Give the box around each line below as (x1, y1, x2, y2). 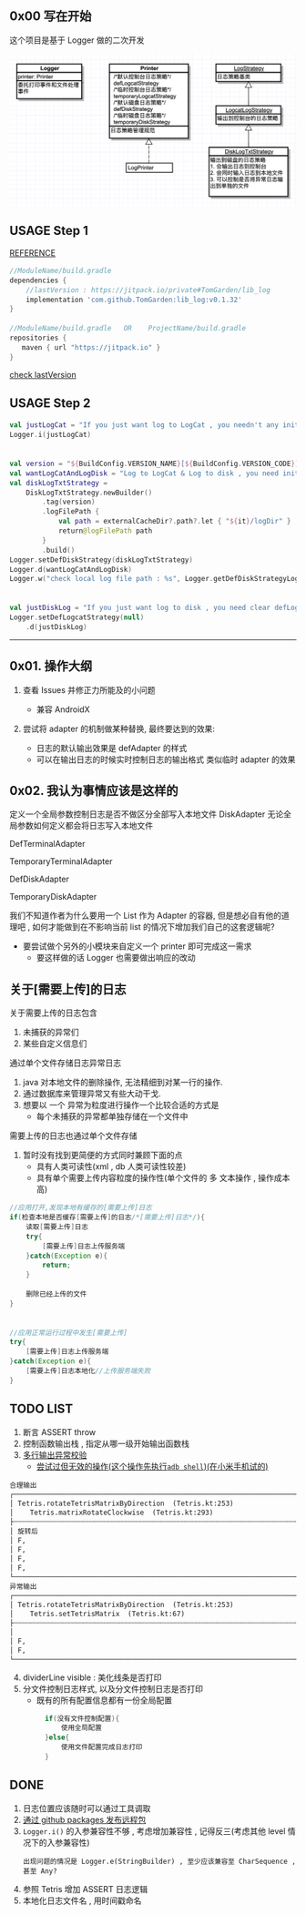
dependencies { (9, 276, 67, 285)
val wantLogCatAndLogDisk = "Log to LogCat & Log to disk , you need (9, 468, 280, 478)
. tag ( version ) (42, 497, 96, 507)
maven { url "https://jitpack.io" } (21, 342, 161, 352)
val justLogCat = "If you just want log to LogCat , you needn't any (9, 421, 280, 430)
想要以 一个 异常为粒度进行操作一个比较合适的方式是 (22, 1100, 219, 1111)
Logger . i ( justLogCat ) (9, 431, 92, 440)
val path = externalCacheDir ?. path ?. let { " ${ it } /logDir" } (57, 517, 291, 526)
